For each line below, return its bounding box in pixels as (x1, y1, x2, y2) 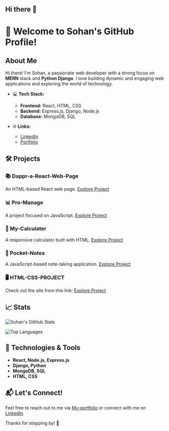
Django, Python (12, 362, 47, 368)
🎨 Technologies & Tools (5, 343, 81, 352)
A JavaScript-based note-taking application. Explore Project (5, 261, 131, 267)
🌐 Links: (12, 123, 31, 130)
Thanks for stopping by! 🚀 (5, 420, 59, 426)
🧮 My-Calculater (5, 225, 47, 232)
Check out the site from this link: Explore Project (5, 288, 106, 294)
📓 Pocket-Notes (5, 249, 45, 256)
